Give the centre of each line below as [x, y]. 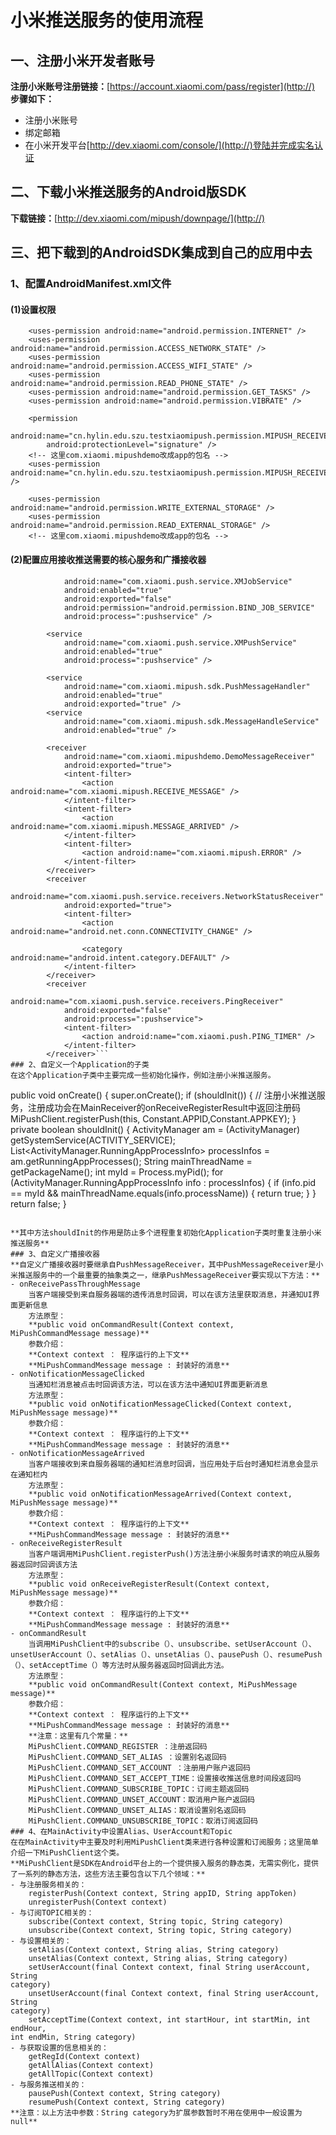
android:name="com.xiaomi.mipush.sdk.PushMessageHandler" [187, 686]
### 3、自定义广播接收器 [55, 1254]
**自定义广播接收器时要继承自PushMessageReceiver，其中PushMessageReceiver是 [163, 1264]
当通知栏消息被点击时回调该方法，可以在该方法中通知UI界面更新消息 [148, 1384]
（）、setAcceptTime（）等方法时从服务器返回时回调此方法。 [119, 1665]
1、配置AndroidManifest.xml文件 [91, 284]
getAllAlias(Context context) [91, 2065]
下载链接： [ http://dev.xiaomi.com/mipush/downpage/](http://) [138, 218]
